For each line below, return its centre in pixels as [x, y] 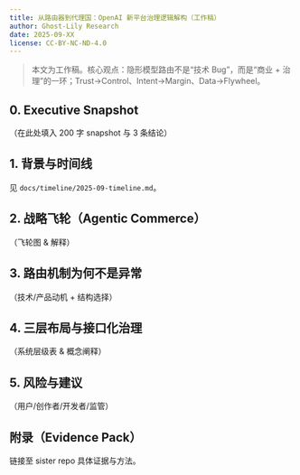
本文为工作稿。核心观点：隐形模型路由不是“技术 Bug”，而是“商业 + [156, 70]
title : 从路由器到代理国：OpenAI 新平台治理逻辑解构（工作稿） [115, 18]
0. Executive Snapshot [74, 110]
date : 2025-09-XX [42, 34]
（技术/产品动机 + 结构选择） [63, 297]
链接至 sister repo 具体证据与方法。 [75, 461]
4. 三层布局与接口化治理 [76, 327]
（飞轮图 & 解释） [42, 242]
